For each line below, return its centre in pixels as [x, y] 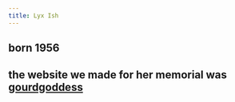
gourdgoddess [46, 87]
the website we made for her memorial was [118, 75]
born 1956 [34, 48]
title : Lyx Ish [34, 16]
